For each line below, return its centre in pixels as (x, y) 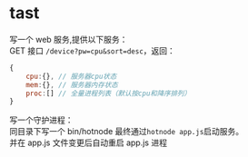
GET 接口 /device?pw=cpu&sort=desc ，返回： (92, 50)
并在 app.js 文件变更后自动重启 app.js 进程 (89, 142)
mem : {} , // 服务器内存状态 (72, 84)
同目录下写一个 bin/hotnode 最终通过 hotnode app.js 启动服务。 (127, 132)
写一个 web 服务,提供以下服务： (69, 39)
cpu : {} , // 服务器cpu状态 (71, 76)
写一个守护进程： (41, 120)
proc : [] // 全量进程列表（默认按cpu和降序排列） (109, 93)
